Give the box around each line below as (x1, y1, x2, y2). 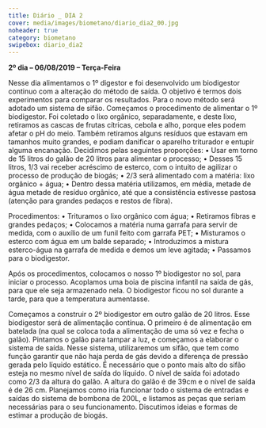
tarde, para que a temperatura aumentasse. (8, 294, 150, 304)
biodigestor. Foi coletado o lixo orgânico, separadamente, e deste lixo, (8, 112, 237, 121)
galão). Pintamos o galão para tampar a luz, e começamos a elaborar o (8, 334, 239, 345)
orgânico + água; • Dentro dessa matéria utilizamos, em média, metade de (8, 179, 252, 189)
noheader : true (8, 26, 59, 34)
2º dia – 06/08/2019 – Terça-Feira (8, 63, 121, 72)
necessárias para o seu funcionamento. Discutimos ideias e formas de (8, 402, 237, 412)
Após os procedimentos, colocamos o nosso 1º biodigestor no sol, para (8, 269, 241, 278)
